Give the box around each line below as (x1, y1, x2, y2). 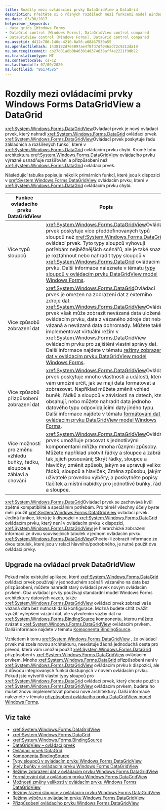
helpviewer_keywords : (5, 21, 50, 26)
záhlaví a (7, 471, 29, 478)
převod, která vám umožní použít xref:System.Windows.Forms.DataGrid (5, 646, 152, 652)
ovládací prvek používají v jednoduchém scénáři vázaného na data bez (5, 579, 150, 585)
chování (7, 477, 26, 484)
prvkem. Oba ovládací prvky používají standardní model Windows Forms (5, 589, 153, 595)
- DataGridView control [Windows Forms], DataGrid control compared (5, 35, 149, 40)
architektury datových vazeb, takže (5, 594, 77, 601)
